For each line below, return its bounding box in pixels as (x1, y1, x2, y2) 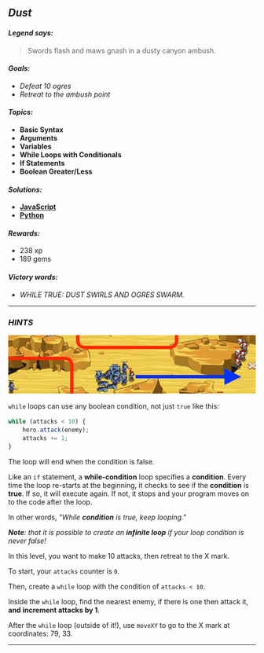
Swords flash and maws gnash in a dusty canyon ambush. (27, 46, 216, 55)
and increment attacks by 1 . (8, 605, 101, 614)
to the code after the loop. (8, 497, 93, 506)
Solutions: (8, 185, 43, 194)
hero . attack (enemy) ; (22, 426, 90, 434)
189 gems (19, 255, 52, 264)
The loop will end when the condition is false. (8, 457, 155, 466)
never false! (8, 536, 47, 545)
